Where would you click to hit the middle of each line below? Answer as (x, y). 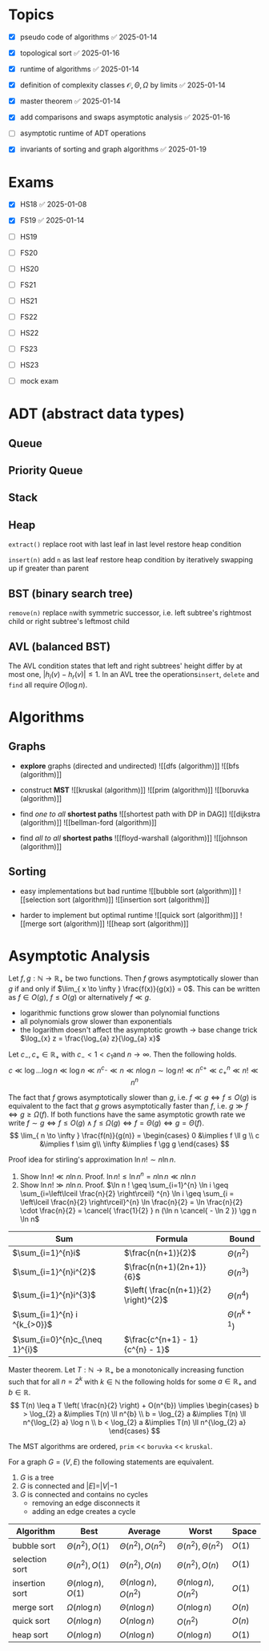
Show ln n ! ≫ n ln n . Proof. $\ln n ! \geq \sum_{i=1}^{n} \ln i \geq (124, 1185)
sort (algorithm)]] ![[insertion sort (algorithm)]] (133, 900)
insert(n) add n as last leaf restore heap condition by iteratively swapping (131, 560)
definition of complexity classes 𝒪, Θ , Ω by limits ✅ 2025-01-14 (122, 85)
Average (144, 1532)
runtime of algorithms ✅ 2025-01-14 (80, 69)
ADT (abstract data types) (97, 414)
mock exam (39, 381)
